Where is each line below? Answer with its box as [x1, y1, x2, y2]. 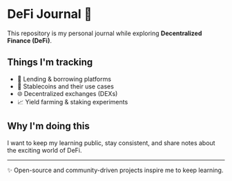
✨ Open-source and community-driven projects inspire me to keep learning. [7, 166, 224, 174]
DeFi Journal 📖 [7, 6, 93, 22]
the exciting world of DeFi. [7, 146, 82, 154]
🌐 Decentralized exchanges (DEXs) [17, 89, 118, 97]
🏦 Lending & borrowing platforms [17, 75, 112, 83]
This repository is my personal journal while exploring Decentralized [7, 29, 202, 37]
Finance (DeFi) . [7, 36, 52, 44]
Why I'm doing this [7, 120, 90, 132]
